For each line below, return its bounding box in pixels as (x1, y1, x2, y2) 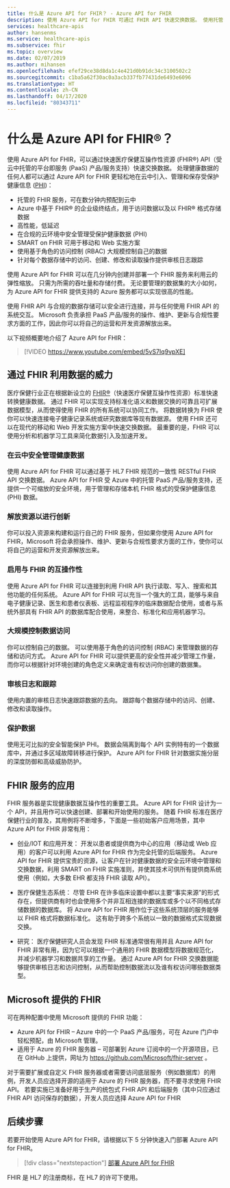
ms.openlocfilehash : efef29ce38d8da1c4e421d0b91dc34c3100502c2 (7, 67, 192, 74)
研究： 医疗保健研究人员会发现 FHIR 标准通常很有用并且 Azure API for (16, 937, 214, 946)
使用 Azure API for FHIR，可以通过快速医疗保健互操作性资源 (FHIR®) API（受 (7, 155, 222, 163)
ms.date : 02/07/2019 (7, 55, 66, 62)
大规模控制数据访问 (7, 626, 71, 636)
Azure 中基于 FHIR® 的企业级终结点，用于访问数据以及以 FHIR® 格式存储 (16, 204, 221, 212)
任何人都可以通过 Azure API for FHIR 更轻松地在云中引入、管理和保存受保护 (7, 172, 219, 181)
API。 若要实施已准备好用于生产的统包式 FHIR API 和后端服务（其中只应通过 (7, 1086, 220, 1094)
